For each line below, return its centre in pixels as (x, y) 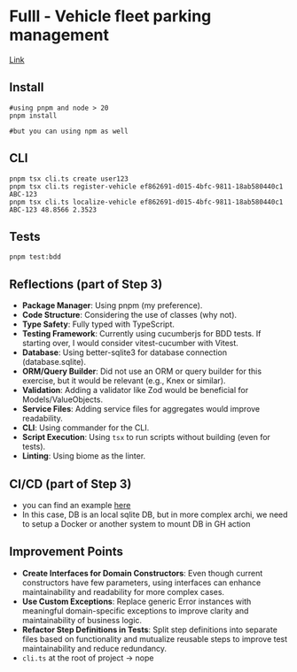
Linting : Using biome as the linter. (84, 456)
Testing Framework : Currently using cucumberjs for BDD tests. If (141, 334)
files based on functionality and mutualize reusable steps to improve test (155, 638)
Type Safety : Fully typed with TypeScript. (98, 324)
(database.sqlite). (54, 362)
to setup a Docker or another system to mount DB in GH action (136, 524)
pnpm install (33, 116)
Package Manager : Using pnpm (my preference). (112, 305)
